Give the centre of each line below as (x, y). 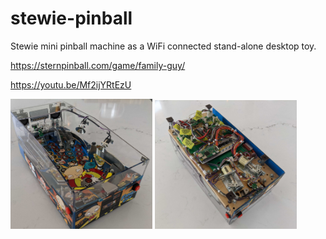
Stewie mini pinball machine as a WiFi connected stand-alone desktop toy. (163, 46)
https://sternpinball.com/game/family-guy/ (98, 65)
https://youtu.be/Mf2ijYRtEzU (71, 84)
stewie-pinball (71, 18)
